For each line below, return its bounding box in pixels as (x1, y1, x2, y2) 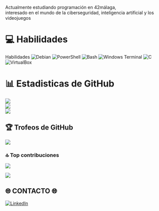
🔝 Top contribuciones (5, 151, 59, 158)
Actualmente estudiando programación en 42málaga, (5, 5, 116, 10)
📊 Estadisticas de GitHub (5, 78, 115, 90)
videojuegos (5, 15, 31, 21)
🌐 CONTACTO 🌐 (5, 187, 57, 195)
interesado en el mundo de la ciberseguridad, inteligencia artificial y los (5, 10, 154, 16)
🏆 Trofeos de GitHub (5, 123, 73, 132)
